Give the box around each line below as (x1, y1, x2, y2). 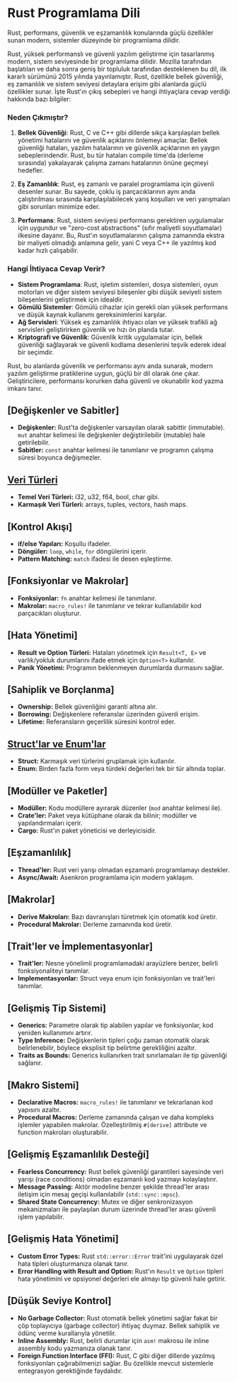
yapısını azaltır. (17, 1106, 62, 1114)
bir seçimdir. (17, 348, 54, 356)
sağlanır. (17, 1058, 42, 1067)
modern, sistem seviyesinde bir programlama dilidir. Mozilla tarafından (7, 57, 212, 65)
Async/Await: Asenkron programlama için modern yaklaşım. (17, 873, 195, 881)
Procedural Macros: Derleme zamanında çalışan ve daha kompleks (17, 1113, 214, 1121)
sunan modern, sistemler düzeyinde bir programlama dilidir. (7, 35, 181, 44)
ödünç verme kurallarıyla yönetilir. (17, 1329, 117, 1337)
